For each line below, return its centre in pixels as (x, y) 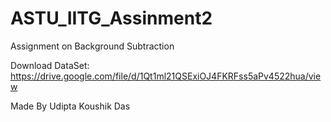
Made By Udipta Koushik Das (70, 106)
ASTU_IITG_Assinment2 (111, 18)
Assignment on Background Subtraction (92, 46)
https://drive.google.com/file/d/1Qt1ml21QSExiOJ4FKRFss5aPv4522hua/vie (166, 76)
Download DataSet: (50, 65)
